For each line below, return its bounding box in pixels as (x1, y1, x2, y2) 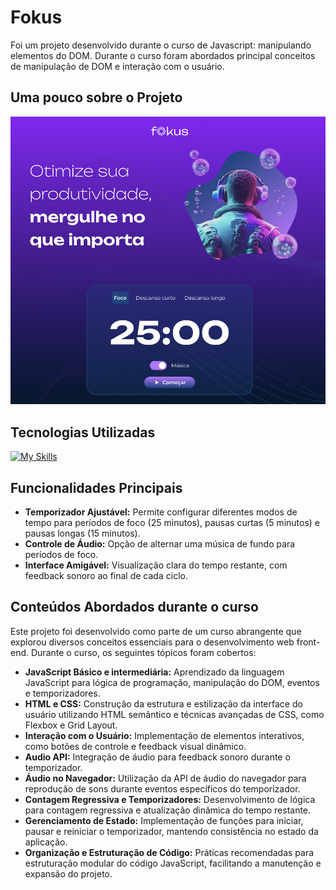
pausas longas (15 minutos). (24, 527, 141, 540)
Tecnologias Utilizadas (10, 424, 156, 441)
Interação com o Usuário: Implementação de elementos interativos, (24, 729, 305, 741)
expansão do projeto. (24, 867, 113, 880)
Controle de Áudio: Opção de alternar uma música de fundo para (24, 538, 296, 550)
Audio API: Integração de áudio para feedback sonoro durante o (24, 751, 291, 763)
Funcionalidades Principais (10, 479, 183, 496)
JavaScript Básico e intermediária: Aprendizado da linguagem (24, 666, 285, 678)
